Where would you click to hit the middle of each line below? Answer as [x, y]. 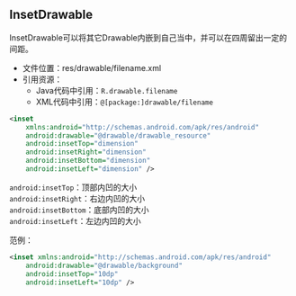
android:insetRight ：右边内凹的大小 [77, 198]
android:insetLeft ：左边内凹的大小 [75, 220]
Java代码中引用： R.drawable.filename [107, 90]
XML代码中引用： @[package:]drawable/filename [125, 102]
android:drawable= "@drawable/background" [104, 265]
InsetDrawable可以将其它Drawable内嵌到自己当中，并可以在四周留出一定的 [148, 37]
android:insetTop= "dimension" [82, 144]
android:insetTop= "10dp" [72, 274]
